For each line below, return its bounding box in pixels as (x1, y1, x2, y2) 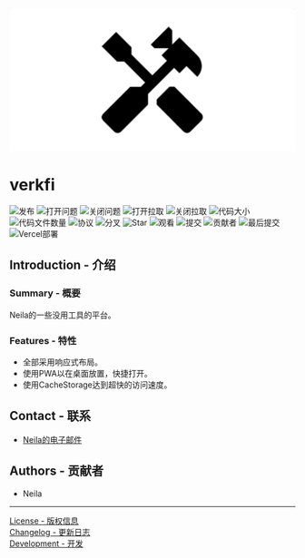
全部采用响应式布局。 (22, 357, 103, 367)
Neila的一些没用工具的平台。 (9, 309, 116, 320)
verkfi (9, 175, 56, 195)
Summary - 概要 (9, 287, 82, 299)
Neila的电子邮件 (22, 434, 83, 445)
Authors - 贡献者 (9, 464, 104, 479)
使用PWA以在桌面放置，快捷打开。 (22, 367, 152, 378)
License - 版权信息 (9, 515, 79, 526)
